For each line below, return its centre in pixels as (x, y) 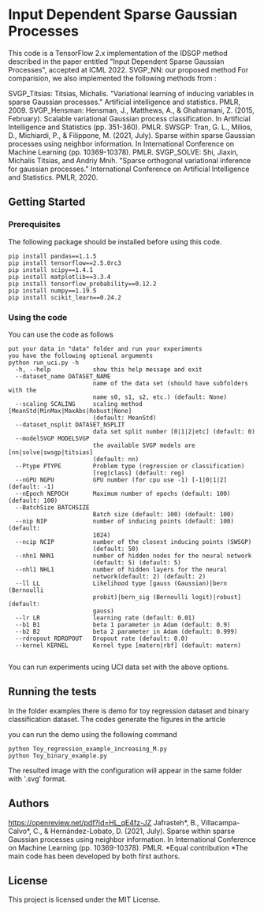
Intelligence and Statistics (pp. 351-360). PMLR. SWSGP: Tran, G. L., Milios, (130, 127)
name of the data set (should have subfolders (170, 383)
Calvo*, (20, 831)
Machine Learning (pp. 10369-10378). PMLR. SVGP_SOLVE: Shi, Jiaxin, (123, 152)
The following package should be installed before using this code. (115, 241)
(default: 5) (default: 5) (137, 562)
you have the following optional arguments (81, 355)
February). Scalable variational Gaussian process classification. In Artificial (129, 118)
